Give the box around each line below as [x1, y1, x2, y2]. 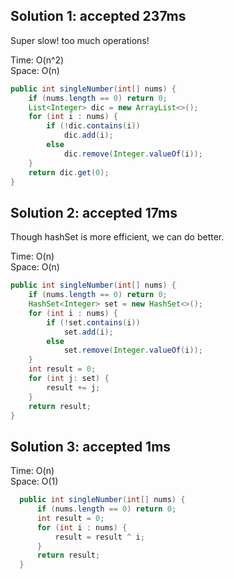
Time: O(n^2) [10, 54, 65, 66]
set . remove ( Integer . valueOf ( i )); [63, 345, 203, 356]
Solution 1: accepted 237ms [10, 8, 187, 25]
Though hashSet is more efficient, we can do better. [10, 231, 225, 243]
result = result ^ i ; [54, 532, 145, 542]
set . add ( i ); [63, 327, 114, 337]
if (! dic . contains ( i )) [46, 121, 141, 131]
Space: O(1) [10, 475, 59, 488]
